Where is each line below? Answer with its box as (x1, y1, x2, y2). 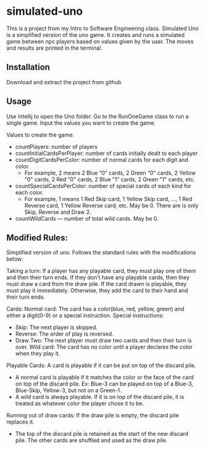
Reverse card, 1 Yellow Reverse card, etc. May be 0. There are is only (24, 202, 199, 209)
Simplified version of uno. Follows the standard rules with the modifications (6, 249, 196, 256)
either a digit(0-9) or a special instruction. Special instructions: (6, 312, 164, 319)
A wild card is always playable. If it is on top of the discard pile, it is (15, 393, 185, 401)
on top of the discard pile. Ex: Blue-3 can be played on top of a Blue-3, (15, 380, 194, 388)
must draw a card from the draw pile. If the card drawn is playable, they (6, 280, 187, 288)
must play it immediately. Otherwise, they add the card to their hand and (6, 287, 188, 294)
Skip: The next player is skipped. (15, 324, 98, 331)
